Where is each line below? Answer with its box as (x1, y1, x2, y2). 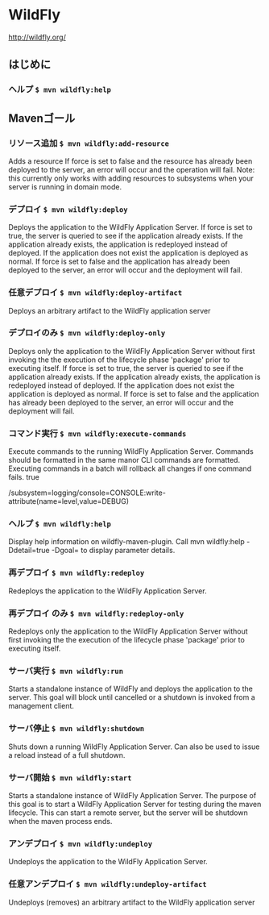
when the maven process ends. (8, 816, 113, 826)
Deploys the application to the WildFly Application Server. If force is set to (8, 223, 253, 232)
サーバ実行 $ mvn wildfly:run (8, 665, 123, 676)
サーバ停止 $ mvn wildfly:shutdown (8, 723, 145, 734)
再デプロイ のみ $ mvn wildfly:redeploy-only (8, 607, 184, 618)
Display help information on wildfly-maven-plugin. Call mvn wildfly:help (8, 537, 246, 547)
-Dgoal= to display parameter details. (51, 546, 176, 555)
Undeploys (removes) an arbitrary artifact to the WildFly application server (8, 897, 255, 907)
